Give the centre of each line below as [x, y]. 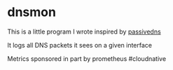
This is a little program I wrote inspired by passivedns [84, 31]
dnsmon [32, 12]
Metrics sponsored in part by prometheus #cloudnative [87, 58]
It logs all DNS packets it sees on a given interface [80, 45]
